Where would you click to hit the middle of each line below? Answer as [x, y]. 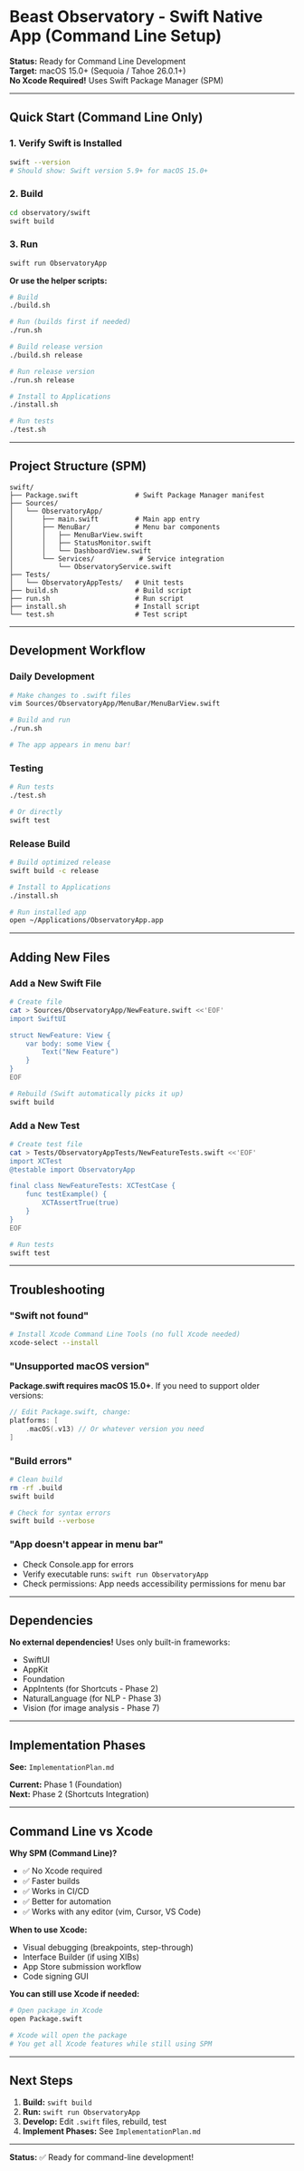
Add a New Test [45, 1125]
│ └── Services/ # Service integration [117, 559]
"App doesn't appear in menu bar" [87, 1545]
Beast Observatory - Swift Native [136, 17]
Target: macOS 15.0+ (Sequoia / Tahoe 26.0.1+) [98, 71]
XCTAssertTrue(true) [81, 1203]
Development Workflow [78, 651]
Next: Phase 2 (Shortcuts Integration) [79, 1794]
